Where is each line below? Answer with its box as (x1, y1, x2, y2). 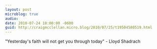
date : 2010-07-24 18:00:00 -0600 (5, 20, 74, 26)
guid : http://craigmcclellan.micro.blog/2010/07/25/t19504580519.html (5, 25, 153, 30)
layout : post (5, 7, 32, 12)
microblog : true (5, 12, 38, 16)
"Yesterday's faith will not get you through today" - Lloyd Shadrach (5, 38, 141, 44)
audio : (5, 16, 19, 21)
